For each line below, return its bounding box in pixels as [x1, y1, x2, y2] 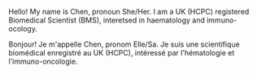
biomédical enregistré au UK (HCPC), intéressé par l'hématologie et [8, 48, 235, 57]
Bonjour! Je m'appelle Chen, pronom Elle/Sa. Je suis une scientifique [8, 39, 240, 49]
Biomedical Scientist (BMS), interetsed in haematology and [8, 15, 206, 25]
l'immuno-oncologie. [8, 56, 78, 66]
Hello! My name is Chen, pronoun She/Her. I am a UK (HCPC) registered [8, 7, 250, 16]
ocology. [8, 24, 38, 33]
